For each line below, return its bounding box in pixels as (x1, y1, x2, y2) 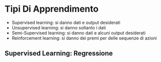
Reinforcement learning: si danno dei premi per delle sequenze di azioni (11, 35, 157, 41)
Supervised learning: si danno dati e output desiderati (11, 20, 121, 25)
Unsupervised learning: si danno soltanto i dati (11, 24, 106, 30)
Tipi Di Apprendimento (4, 3, 99, 15)
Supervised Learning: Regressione (4, 49, 113, 58)
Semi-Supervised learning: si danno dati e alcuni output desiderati (11, 30, 146, 36)
